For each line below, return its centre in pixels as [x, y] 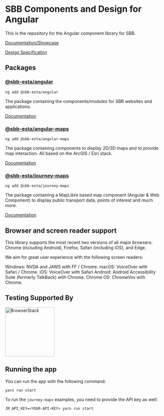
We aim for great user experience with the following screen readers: [74, 257]
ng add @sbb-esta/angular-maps [37, 139]
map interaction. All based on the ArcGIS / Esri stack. [59, 153]
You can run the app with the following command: [55, 381]
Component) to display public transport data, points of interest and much [79, 200]
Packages [20, 68]
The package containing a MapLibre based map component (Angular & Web [82, 195]
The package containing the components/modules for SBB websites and [79, 101]
